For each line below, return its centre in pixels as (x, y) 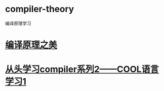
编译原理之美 (31, 45)
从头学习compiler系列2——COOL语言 (82, 69)
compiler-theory (40, 9)
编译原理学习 (18, 23)
